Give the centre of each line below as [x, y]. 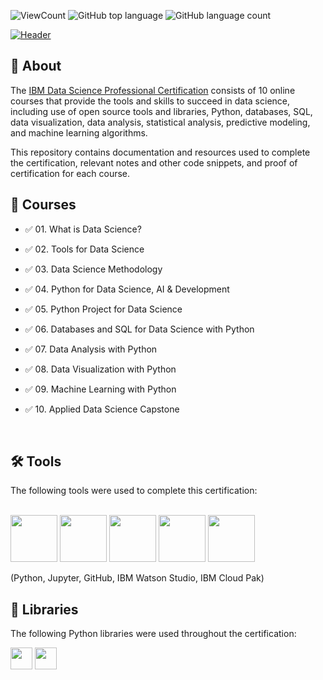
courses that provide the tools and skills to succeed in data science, [150, 101]
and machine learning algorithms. [79, 132]
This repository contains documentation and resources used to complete [160, 152]
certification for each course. [70, 173]
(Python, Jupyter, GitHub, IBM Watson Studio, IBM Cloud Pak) [137, 578]
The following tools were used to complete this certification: [134, 491]
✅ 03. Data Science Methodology [93, 269]
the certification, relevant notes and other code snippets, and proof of [154, 162]
